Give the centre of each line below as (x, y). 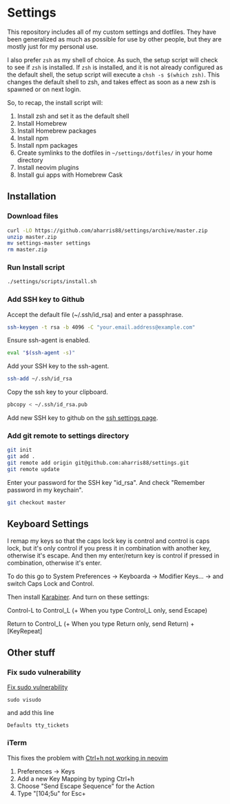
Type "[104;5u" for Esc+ (51, 793)
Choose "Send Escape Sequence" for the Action (86, 786)
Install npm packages (47, 145)
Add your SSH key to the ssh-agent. (58, 366)
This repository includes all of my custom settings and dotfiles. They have (112, 32)
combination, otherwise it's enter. (54, 563)
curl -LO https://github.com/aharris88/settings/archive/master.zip (107, 230)
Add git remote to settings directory (68, 436)
